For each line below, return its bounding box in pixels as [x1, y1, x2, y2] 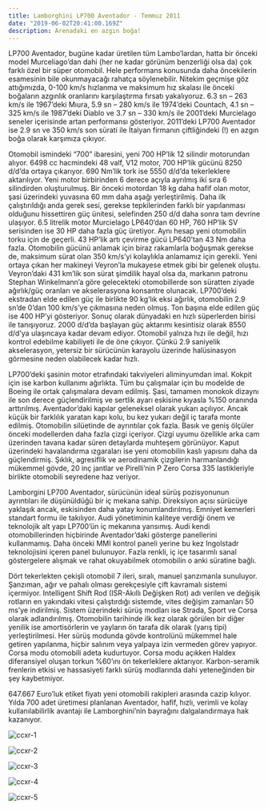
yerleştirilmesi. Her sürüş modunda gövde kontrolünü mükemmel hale [8, 631, 238, 640]
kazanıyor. [8, 715, 42, 725]
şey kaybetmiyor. [8, 673, 65, 683]
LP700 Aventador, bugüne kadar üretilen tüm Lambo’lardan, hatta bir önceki [8, 49, 258, 59]
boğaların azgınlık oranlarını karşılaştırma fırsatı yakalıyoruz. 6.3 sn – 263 [8, 91, 248, 101]
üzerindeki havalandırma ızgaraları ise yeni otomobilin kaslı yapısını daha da [8, 446, 258, 456]
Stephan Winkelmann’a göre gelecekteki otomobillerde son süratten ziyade [8, 278, 255, 287]
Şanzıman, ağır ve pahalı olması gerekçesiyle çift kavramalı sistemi [8, 579, 228, 590]
